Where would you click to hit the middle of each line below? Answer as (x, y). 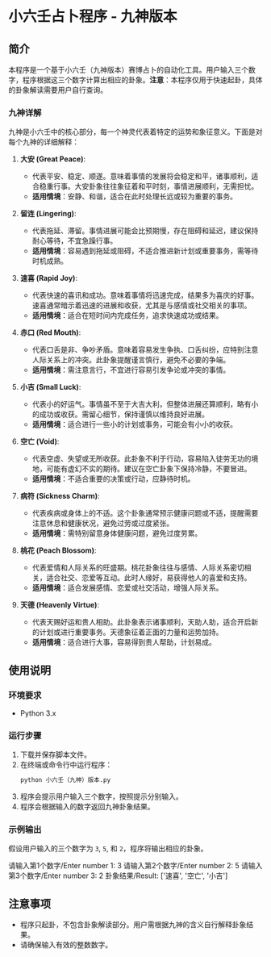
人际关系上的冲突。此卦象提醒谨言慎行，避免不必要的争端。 (131, 360)
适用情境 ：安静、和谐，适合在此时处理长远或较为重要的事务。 (135, 196)
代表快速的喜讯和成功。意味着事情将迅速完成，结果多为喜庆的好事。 (145, 295)
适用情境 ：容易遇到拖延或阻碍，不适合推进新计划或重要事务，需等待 (145, 251)
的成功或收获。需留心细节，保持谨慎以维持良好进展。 (121, 414)
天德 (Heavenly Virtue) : (59, 605)
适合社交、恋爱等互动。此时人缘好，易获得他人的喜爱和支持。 (149, 578)
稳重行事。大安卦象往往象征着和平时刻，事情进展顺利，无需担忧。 (149, 186)
